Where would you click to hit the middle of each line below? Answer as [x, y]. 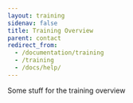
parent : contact [34, 38]
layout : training [36, 16]
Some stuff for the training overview [66, 90]
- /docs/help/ [38, 68]
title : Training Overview [50, 30]
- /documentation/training [59, 53]
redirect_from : [33, 46]
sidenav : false [33, 23]
